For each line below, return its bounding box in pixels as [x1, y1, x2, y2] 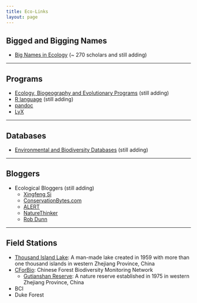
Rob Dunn [23, 216, 48, 223]
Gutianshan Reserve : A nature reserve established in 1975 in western [23, 272, 189, 280]
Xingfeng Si [23, 190, 52, 197]
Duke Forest [14, 291, 44, 298]
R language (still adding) [14, 96, 74, 103]
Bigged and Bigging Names [6, 36, 107, 46]
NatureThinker [23, 209, 58, 216]
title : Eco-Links [6, 8, 49, 15]
